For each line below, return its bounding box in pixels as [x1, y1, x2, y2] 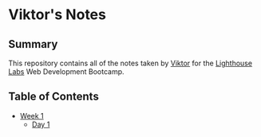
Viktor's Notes [8, 6, 106, 24]
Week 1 [19, 111, 44, 120]
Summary [8, 37, 58, 51]
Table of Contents [8, 90, 100, 104]
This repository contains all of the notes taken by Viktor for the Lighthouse [8, 58, 253, 68]
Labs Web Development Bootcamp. [8, 67, 125, 76]
